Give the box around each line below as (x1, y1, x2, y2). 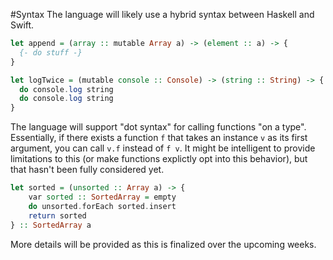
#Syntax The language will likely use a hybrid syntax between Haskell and (10, 9, 315, 20)
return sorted (28, 210, 87, 221)
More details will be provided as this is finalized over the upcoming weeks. (10, 238, 317, 250)
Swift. (10, 19, 35, 31)
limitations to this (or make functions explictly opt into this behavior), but (10, 153, 308, 165)
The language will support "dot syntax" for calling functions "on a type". (10, 121, 307, 133)
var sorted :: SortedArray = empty (28, 192, 177, 202)
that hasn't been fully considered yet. (10, 164, 165, 176)
